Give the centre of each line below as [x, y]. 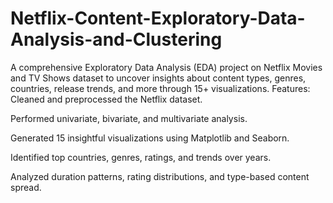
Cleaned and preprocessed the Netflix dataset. [106, 99]
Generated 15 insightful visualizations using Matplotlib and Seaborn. [150, 138]
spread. [26, 187]
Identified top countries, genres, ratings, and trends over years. [141, 157]
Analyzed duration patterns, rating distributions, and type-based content [160, 176]
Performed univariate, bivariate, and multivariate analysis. [129, 118]
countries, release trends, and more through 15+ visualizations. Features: [160, 88]
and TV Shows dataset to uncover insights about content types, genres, [158, 78]
